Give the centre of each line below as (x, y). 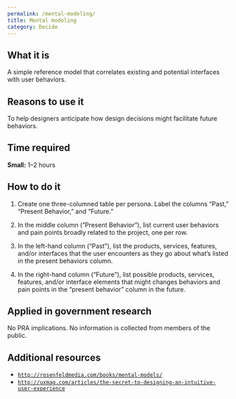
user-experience (41, 389)
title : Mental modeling (42, 20)
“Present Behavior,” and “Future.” (65, 211)
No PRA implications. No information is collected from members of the (109, 328)
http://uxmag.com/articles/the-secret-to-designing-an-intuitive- (117, 383)
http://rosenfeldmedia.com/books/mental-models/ (90, 375)
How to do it (34, 187)
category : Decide (33, 27)
